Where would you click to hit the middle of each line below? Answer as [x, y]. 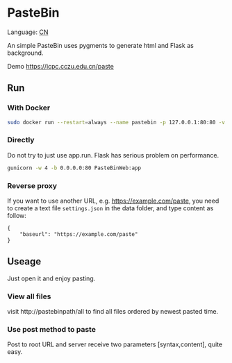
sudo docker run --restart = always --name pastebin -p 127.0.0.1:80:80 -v [116, 122]
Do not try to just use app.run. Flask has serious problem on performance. [113, 155]
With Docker [29, 108]
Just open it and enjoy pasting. [51, 278]
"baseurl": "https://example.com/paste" [79, 234]
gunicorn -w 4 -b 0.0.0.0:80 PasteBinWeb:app [74, 168]
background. [25, 53]
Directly [21, 140]
